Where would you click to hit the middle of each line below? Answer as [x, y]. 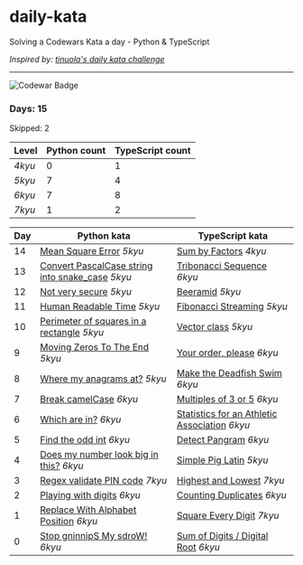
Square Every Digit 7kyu [228, 515]
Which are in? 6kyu [81, 419]
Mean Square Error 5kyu [92, 251]
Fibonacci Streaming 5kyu [232, 306]
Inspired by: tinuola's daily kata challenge [87, 59]
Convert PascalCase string [96, 266]
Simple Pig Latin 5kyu [222, 460]
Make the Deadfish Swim [229, 373]
